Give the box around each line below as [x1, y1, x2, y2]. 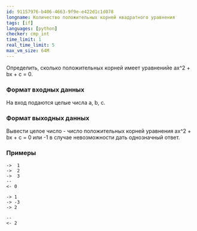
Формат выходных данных [6, 114, 90, 122]
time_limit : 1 [6, 37, 42, 42]
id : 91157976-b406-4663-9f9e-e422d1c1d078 [6, 8, 114, 15]
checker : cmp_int [6, 31, 50, 37]
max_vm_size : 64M [6, 48, 50, 54]
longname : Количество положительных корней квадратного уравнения [6, 14, 175, 20]
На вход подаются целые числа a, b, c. [6, 99, 106, 107]
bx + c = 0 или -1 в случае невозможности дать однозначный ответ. [6, 134, 180, 141]
